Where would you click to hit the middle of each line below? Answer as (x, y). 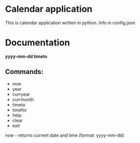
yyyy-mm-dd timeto (26, 56)
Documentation (38, 43)
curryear (21, 94)
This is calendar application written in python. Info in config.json (70, 23)
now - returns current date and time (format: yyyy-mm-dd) (65, 135)
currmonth (23, 99)
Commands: (24, 72)
